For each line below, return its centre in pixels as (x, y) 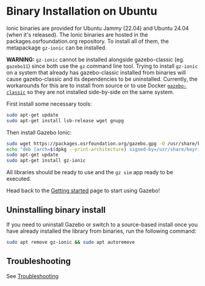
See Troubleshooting (33, 276)
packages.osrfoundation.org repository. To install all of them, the (88, 41)
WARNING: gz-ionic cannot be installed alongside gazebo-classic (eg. (95, 59)
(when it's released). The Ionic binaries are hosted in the (77, 34)
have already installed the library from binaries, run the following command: (101, 231)
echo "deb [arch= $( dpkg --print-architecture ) (67, 149)
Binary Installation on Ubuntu (82, 11)
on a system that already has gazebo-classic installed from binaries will (96, 72)
